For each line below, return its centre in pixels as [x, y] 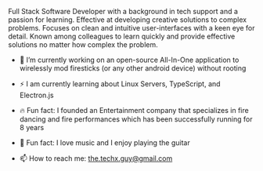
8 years [32, 127]
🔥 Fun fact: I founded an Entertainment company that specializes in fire [134, 110]
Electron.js [36, 95]
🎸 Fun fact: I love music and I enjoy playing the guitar [104, 143]
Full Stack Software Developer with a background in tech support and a [123, 11]
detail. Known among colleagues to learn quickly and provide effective [122, 36]
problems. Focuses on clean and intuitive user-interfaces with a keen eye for [132, 28]
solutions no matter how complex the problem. [83, 45]
